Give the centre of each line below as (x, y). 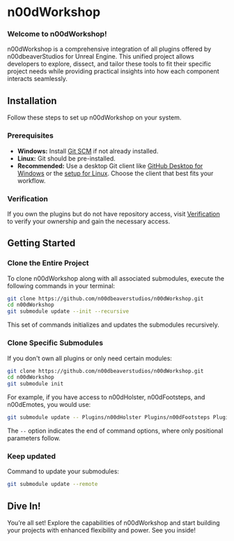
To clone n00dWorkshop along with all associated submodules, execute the (116, 278)
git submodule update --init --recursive (68, 311)
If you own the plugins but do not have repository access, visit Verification (114, 214)
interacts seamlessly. (38, 79)
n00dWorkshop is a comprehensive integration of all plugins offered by (109, 49)
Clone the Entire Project (48, 263)
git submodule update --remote (53, 484)
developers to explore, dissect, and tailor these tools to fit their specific (109, 64)
